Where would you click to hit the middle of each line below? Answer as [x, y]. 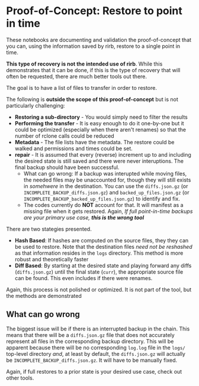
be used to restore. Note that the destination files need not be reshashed [103, 246]
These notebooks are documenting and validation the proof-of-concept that [99, 40]
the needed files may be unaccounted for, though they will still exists [107, 180]
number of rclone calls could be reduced [64, 136]
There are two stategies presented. [49, 229]
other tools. [20, 378]
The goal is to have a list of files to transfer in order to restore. [81, 87]
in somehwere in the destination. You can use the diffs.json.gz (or [106, 186]
